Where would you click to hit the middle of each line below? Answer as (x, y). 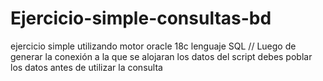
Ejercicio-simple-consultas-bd (141, 18)
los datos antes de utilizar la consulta (86, 67)
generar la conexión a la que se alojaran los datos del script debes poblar (161, 56)
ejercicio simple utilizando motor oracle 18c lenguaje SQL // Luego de (153, 46)
